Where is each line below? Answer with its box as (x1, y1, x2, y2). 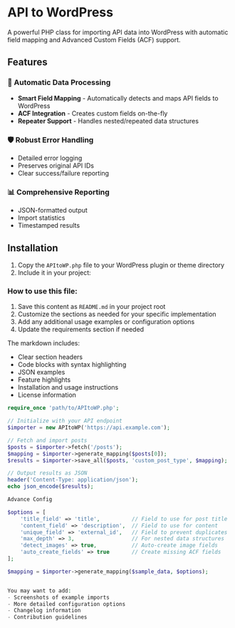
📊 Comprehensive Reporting (7, 187, 110, 197)
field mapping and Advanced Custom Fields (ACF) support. (7, 35, 181, 44)
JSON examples (17, 368, 66, 377)
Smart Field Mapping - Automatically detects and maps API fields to (17, 93, 219, 102)
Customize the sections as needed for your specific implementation (17, 310, 216, 318)
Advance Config (7, 496, 53, 503)
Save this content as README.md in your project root (17, 303, 166, 311)
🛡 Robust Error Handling (7, 135, 94, 145)
